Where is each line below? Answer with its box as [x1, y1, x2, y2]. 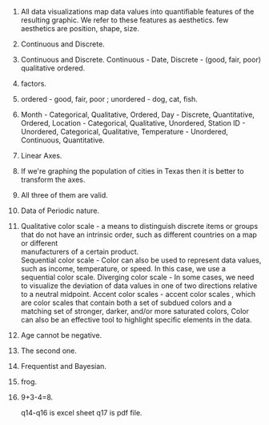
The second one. [20, 346, 77, 355]
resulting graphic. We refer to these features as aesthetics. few [20, 15, 229, 25]
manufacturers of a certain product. [20, 247, 139, 256]
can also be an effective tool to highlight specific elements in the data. [20, 315, 252, 324]
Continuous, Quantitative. [20, 135, 105, 145]
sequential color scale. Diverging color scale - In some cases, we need [20, 272, 255, 282]
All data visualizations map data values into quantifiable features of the [20, 7, 255, 16]
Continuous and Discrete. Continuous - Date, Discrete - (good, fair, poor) [20, 55, 262, 64]
